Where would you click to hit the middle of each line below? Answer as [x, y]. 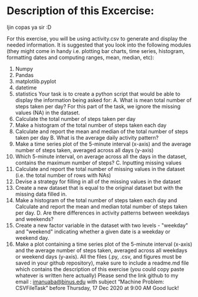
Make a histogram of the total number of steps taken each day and [96, 200]
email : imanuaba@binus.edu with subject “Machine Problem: [90, 282]
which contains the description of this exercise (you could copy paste [100, 269]
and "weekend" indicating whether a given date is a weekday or [93, 232]
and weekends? [34, 219]
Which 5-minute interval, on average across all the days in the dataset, [101, 156]
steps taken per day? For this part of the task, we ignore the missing [98, 106]
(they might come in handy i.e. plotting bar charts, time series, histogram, [96, 51]
